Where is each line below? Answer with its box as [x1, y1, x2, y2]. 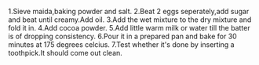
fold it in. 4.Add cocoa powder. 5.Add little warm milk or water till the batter [8, 23, 250, 32]
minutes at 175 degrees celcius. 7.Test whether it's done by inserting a [8, 40, 235, 49]
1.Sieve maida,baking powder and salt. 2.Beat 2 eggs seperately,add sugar [8, 7, 250, 16]
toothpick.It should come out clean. [8, 49, 123, 57]
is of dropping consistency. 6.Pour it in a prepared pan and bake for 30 [8, 31, 237, 41]
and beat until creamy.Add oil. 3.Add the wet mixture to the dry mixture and [8, 15, 252, 24]
